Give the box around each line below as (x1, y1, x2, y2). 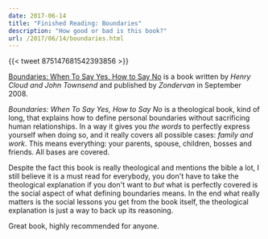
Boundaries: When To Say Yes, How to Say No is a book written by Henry (8, 72, 251, 81)
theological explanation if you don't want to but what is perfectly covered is (8, 180, 258, 190)
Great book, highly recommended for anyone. (8, 221, 159, 231)
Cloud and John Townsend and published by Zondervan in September (8, 80, 241, 90)
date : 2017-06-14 (8, 11, 67, 20)
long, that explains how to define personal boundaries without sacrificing (8, 113, 250, 123)
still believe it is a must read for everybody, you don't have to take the (8, 171, 239, 181)
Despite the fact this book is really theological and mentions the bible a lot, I (8, 163, 260, 173)
